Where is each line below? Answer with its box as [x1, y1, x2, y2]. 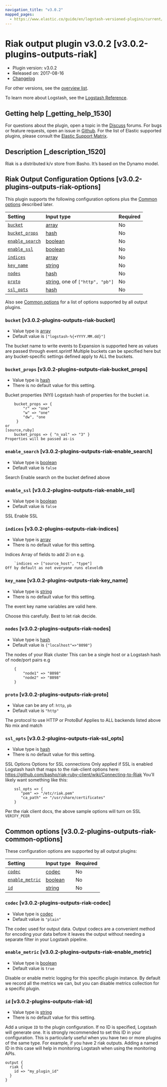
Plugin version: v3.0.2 [12, 65, 57, 71]
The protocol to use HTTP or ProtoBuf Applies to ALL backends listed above [5, 717, 161, 723]
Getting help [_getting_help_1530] [5, 109, 112, 117]
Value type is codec [12, 911, 53, 917]
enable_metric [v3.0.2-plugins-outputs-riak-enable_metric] [5, 949, 152, 956]
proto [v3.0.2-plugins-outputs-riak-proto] [5, 691, 109, 698]
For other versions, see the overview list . [5, 85, 88, 91]
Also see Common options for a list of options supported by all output [5, 299, 148, 305]
